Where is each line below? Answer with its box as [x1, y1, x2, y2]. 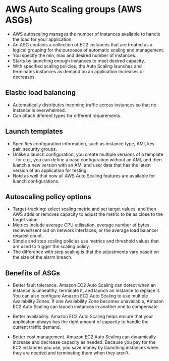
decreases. [12, 74, 36, 80]
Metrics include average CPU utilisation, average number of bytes [12, 222, 150, 228]
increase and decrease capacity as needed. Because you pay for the [12, 339, 156, 345]
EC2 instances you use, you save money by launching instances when [12, 344, 159, 351]
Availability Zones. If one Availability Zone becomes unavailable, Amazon [12, 298, 164, 305]
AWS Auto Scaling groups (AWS [5, 4, 142, 15]
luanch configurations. [12, 178, 60, 184]
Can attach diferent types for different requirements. [12, 112, 122, 118]
